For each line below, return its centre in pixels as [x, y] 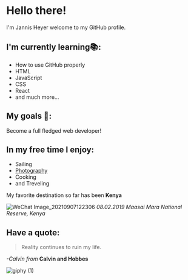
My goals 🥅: [29, 116]
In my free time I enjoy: [50, 149]
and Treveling [32, 184]
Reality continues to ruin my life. [61, 247]
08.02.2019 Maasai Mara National [139, 207]
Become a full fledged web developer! [54, 130]
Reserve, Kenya [26, 213]
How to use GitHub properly [50, 65]
